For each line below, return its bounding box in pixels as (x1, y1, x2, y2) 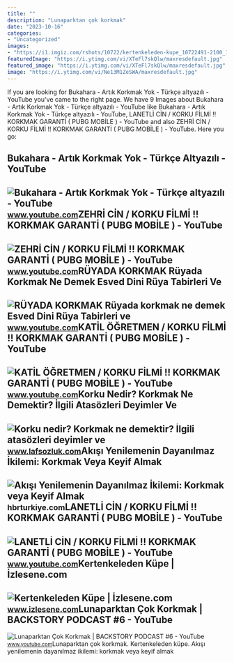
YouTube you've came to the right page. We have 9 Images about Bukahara (7, 95, 224, 103)
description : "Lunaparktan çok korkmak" (7, 17, 127, 24)
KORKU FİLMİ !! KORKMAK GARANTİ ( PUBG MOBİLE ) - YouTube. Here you (7, 125, 224, 133)
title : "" (7, 10, 36, 17)
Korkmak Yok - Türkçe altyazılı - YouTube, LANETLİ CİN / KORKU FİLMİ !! (7, 109, 217, 118)
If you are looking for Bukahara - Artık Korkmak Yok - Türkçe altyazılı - (7, 88, 209, 96)
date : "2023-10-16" (7, 23, 64, 30)
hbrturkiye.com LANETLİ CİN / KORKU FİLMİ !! (7, 501, 197, 513)
